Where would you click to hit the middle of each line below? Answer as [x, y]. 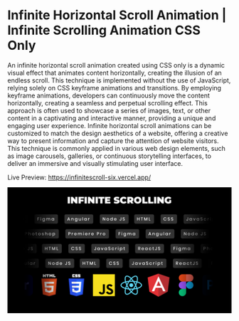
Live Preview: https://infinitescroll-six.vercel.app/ [79, 177]
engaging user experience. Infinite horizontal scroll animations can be [110, 125]
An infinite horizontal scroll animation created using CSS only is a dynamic [116, 65]
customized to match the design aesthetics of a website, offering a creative [118, 133]
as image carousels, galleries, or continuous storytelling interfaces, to [110, 156]
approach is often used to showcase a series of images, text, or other [109, 110]
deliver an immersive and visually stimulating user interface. [95, 163]
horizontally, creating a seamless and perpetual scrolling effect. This [107, 102]
